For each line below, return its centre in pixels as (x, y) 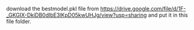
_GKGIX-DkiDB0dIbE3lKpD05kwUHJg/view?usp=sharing (77, 15)
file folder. (19, 21)
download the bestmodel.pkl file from (53, 9)
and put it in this (168, 15)
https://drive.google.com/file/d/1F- (143, 9)
